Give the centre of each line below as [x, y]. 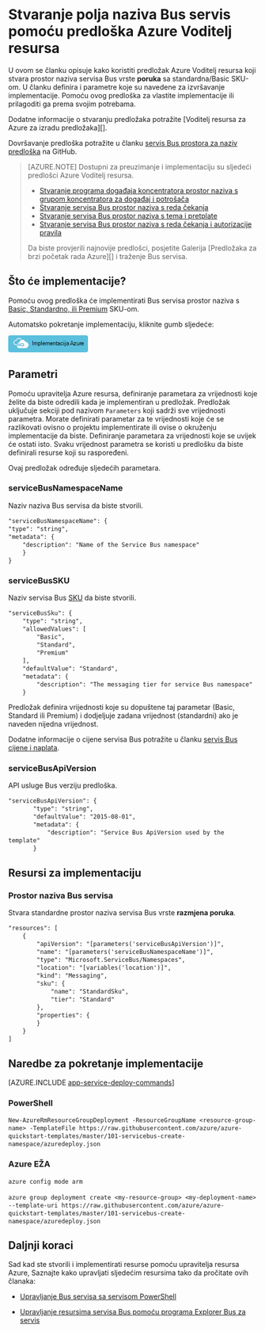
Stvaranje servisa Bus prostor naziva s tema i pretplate [128, 216]
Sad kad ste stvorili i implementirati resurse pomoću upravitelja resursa [124, 1265]
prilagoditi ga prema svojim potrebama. [72, 104]
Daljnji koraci [41, 1245]
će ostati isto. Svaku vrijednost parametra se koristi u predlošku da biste [126, 444]
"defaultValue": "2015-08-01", [84, 817]
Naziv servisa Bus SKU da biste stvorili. [72, 598]
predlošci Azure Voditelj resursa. [81, 175]
